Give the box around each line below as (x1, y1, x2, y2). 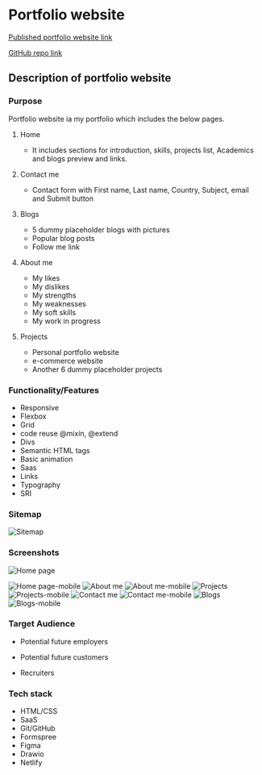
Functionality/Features (8, 385, 99, 396)
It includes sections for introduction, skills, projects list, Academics (31, 145, 254, 155)
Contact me (19, 169, 60, 179)
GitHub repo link (8, 48, 63, 57)
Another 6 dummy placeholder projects (31, 365, 163, 374)
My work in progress (31, 316, 101, 326)
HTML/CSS (19, 706, 58, 716)
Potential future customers (19, 652, 109, 662)
